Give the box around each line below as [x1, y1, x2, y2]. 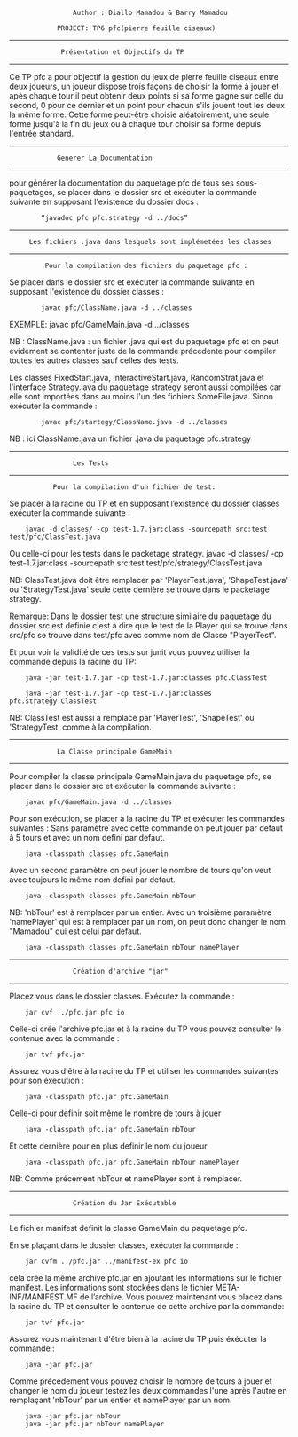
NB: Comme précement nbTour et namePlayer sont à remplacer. [9, 1173, 243, 1184]
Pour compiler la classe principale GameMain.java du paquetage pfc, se [9, 771, 272, 781]
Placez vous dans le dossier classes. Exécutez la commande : [9, 991, 235, 1001]
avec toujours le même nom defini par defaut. [9, 874, 176, 885]
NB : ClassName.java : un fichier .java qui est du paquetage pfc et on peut [9, 336, 279, 346]
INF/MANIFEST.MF [9, 1291, 78, 1302]
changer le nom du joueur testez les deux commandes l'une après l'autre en [9, 1386, 287, 1395]
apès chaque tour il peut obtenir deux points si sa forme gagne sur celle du [9, 91, 284, 101]
